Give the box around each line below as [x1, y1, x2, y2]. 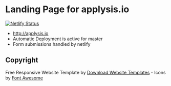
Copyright [5, 56, 38, 65]
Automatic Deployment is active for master [12, 36, 103, 42]
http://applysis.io [12, 30, 49, 36]
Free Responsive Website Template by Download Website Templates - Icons [5, 69, 166, 75]
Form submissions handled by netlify [12, 41, 91, 47]
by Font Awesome [5, 75, 44, 81]
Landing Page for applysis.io [5, 4, 130, 15]
